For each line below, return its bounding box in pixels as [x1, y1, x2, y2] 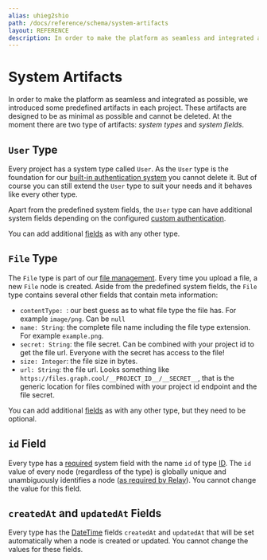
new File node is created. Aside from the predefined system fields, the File [8, 281, 257, 291]
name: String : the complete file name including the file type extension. [19, 322, 251, 331]
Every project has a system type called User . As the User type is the [8, 164, 229, 174]
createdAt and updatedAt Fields [8, 507, 162, 520]
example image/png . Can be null [19, 314, 126, 323]
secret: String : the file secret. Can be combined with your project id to [19, 339, 254, 349]
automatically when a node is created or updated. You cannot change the [8, 536, 249, 546]
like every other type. [8, 190, 78, 199]
